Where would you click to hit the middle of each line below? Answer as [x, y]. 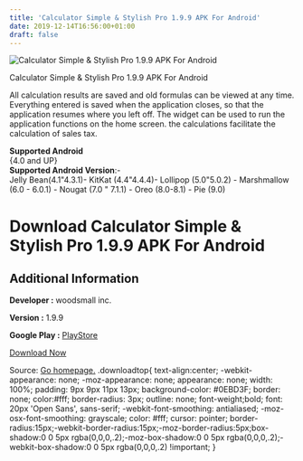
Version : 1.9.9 [37, 318]
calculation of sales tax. [53, 134]
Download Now [38, 353]
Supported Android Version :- [65, 170]
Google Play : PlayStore [53, 335]
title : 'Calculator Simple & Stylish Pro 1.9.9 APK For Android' [135, 18]
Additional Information [74, 278]
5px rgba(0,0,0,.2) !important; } [158, 447]
